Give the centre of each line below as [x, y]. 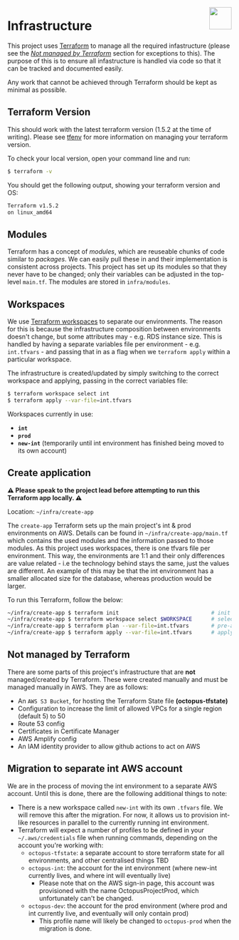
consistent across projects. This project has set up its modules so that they [117, 267]
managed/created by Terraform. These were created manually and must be [118, 679]
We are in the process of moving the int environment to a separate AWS [112, 786]
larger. [17, 586]
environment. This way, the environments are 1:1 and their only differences [116, 555]
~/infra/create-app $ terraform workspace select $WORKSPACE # [111, 619]
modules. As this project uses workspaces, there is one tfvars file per [109, 548]
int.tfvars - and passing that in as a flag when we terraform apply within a [119, 352]
